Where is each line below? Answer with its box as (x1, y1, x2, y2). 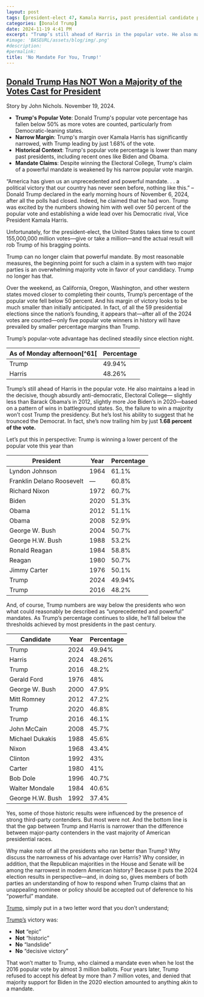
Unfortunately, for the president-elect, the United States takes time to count (6, 228, 195, 236)
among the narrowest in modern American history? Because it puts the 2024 (6, 867, 198, 874)
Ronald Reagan (9, 546, 53, 555)
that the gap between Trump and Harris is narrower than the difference (6, 823, 184, 830)
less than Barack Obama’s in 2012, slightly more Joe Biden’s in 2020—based (6, 398, 197, 406)
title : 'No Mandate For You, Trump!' (6, 54, 102, 60)
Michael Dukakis (9, 735, 56, 743)
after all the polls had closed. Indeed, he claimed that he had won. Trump (6, 197, 189, 205)
